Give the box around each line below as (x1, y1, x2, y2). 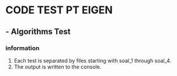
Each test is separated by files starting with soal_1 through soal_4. (13, 57, 172, 64)
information (5, 44, 40, 52)
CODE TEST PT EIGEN (5, 3, 113, 17)
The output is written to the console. (13, 63, 102, 70)
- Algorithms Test (5, 27, 71, 37)
